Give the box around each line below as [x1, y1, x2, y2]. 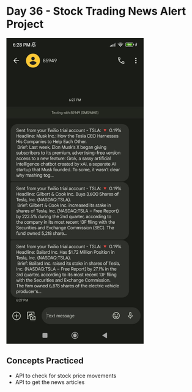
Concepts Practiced [6, 356, 84, 366]
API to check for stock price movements [15, 372, 117, 379]
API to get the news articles [15, 378, 85, 386]
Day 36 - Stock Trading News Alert [6, 4, 186, 18]
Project [6, 17, 44, 31]
